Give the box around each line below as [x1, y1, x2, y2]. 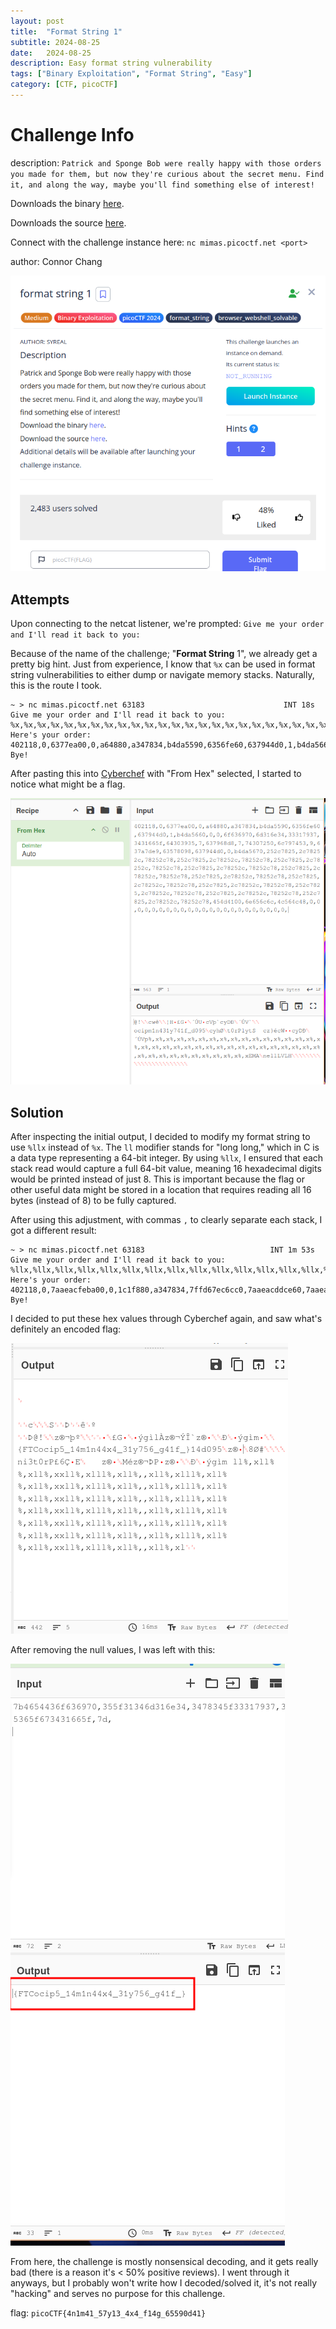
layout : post [10, 16, 65, 26]
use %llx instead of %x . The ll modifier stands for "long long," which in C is [10, 1141, 320, 1154]
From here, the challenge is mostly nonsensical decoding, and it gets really [10, 2256, 319, 2268]
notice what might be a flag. [10, 778, 126, 790]
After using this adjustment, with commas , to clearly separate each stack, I [10, 1214, 323, 1226]
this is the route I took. [10, 680, 103, 692]
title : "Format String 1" [10, 26, 123, 37]
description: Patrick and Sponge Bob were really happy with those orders [10, 156, 322, 169]
